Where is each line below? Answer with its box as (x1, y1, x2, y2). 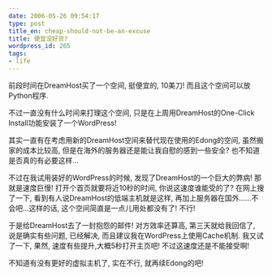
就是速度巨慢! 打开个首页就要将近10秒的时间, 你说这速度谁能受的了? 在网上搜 (8, 183, 265, 192)
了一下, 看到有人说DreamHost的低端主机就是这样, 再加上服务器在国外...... (8, 192, 252, 203)
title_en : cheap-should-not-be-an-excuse (8, 27, 151, 35)
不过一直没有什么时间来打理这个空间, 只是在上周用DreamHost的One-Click (8, 107, 255, 118)
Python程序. (8, 90, 49, 100)
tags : (8, 50, 27, 58)
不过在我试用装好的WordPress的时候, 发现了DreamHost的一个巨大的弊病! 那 (8, 172, 262, 183)
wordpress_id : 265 (8, 42, 71, 50)
